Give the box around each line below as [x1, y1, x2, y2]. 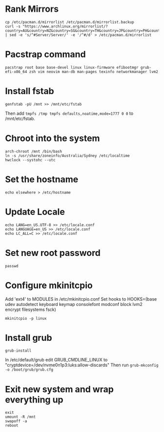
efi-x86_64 [5, 69, 27, 74]
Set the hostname [5, 174, 79, 185]
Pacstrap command [5, 49, 86, 60]
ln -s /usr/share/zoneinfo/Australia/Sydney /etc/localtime [5, 153, 130, 158]
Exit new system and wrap [5, 383, 114, 395]
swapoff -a [5, 419, 27, 424]
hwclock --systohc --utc [5, 157, 56, 162]
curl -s [5, 24, 21, 29]
